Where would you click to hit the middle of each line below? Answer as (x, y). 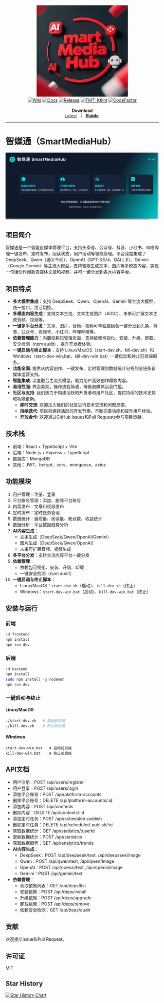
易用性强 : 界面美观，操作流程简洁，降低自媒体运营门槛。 (69, 387)
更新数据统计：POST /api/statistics (47, 837)
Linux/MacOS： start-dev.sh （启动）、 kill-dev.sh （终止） (79, 585)
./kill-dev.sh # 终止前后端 (35, 726)
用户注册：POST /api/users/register (48, 782)
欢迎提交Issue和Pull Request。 (36, 939)
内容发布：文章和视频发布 (38, 506)
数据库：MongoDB (31, 459)
